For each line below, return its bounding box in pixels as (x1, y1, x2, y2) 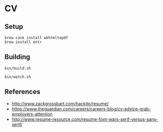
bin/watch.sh (4, 74, 31, 79)
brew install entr (4, 40, 42, 44)
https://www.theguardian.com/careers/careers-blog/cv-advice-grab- (11, 106, 151, 111)
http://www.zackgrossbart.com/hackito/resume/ (11, 101, 109, 107)
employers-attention (11, 111, 53, 117)
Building (4, 53, 30, 61)
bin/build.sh (4, 66, 31, 71)
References (4, 88, 41, 96)
